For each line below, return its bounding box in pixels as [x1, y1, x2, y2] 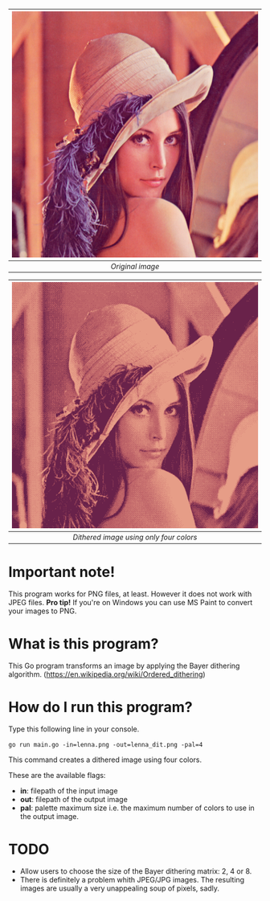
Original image [110, 261, 160, 271]
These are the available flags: [8, 771, 106, 780]
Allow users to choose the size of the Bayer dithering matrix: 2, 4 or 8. [19, 866, 252, 876]
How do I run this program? [8, 698, 193, 716]
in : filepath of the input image [19, 786, 118, 796]
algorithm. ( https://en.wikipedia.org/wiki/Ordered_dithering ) [8, 670, 207, 679]
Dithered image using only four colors [72, 532, 198, 542]
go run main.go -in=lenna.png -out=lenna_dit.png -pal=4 [8, 741, 203, 749]
